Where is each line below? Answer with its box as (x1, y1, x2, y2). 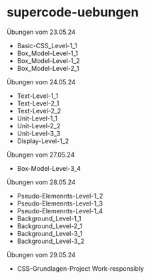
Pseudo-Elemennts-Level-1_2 (16, 191, 104, 200)
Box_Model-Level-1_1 (16, 49, 79, 57)
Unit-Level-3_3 (16, 129, 61, 138)
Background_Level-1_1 (16, 214, 82, 223)
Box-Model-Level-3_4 (16, 164, 81, 172)
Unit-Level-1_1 (16, 114, 58, 123)
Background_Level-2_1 (16, 221, 83, 230)
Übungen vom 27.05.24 (6, 150, 75, 159)
